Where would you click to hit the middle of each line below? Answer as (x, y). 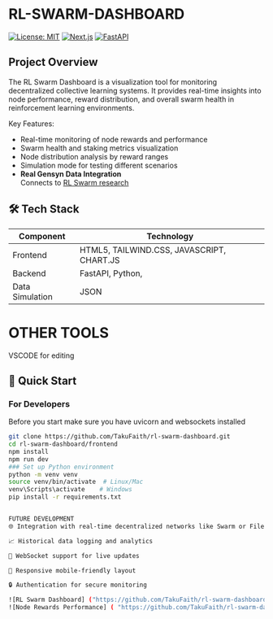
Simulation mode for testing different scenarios (99, 165)
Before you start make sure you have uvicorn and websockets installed (127, 422)
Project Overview (53, 62)
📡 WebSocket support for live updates (74, 556)
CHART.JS (100, 259)
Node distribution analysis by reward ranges (94, 156)
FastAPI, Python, (111, 273)
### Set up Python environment (61, 467)
